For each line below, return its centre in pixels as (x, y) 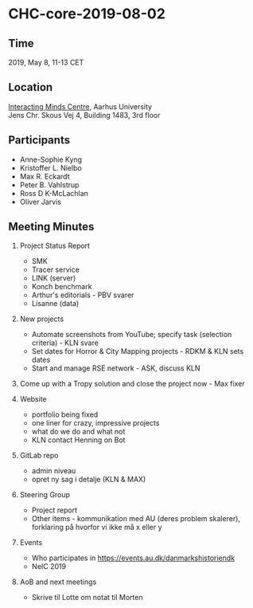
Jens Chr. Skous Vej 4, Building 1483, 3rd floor (84, 115)
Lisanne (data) (55, 304)
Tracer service (55, 270)
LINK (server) (54, 278)
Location (31, 87)
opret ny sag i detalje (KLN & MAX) (89, 480)
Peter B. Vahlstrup (49, 185)
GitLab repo (39, 456)
